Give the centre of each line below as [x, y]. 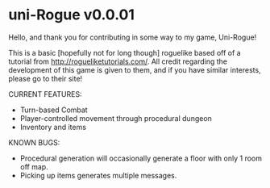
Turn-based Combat [54, 110]
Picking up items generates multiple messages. [98, 175]
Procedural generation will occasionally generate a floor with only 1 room [141, 158]
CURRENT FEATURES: [45, 94]
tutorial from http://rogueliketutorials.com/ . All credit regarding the [118, 61]
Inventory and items [53, 127]
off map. [34, 166]
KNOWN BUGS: [34, 142]
